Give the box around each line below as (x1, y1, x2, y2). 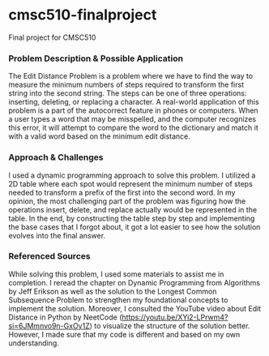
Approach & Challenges (8, 152, 104, 163)
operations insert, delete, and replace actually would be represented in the (8, 204, 258, 214)
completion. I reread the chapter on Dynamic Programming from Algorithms (8, 277, 261, 287)
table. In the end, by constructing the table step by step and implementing (8, 213, 255, 223)
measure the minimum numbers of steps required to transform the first (8, 79, 245, 90)
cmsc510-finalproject (8, 6, 157, 24)
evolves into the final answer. (8, 230, 106, 240)
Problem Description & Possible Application (8, 53, 184, 64)
